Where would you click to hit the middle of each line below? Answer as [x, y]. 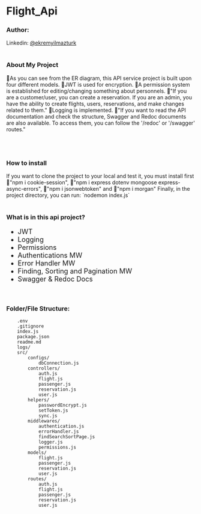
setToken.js [53, 410]
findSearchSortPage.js [67, 437]
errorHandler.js [58, 432]
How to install [26, 163]
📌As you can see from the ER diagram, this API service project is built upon [99, 78]
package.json [33, 337]
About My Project [32, 65]
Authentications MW [50, 255]
